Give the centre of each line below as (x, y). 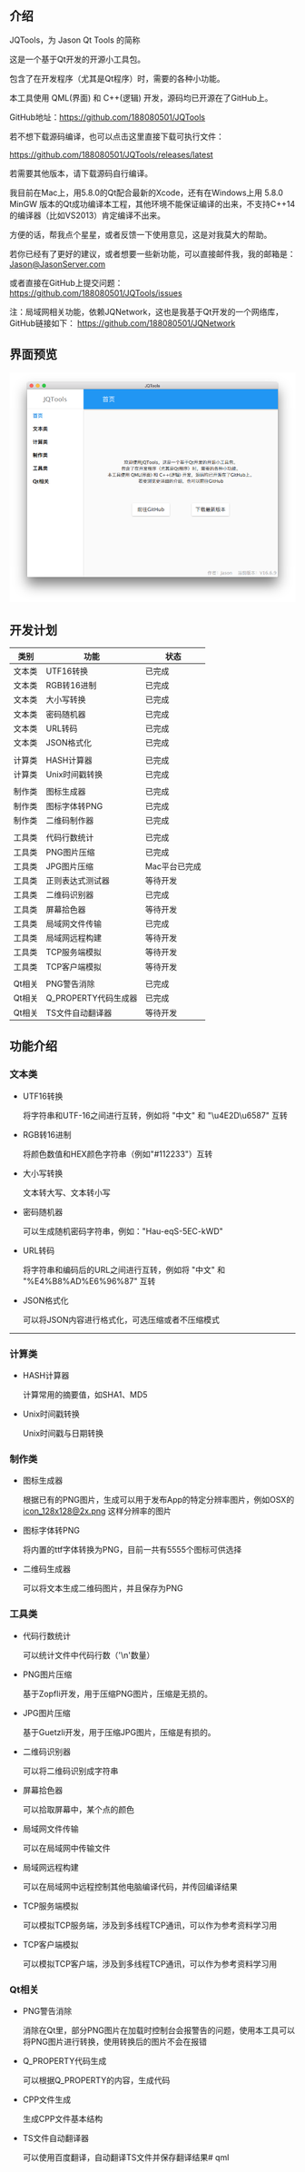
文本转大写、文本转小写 (66, 1192)
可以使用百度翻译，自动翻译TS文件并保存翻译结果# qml (126, 2157)
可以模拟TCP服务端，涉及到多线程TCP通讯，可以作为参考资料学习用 (150, 1925)
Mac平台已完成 (173, 866)
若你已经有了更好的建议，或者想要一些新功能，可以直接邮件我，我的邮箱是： (152, 253)
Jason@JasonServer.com (58, 264)
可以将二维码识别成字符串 (70, 1771)
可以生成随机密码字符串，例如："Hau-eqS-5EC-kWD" (123, 1231)
